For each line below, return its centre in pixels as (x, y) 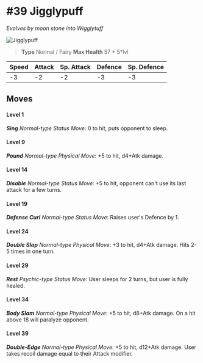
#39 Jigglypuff (45, 11)
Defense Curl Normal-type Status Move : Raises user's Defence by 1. (93, 218)
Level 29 (17, 265)
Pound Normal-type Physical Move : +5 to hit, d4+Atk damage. (85, 156)
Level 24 (17, 231)
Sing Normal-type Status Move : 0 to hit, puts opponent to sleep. (87, 128)
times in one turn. (33, 251)
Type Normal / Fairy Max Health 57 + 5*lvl (75, 52)
